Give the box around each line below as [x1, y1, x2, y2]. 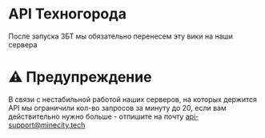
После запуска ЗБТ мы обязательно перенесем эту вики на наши [8, 31, 234, 41]
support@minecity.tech [8, 120, 86, 129]
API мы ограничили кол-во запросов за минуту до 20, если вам [8, 103, 227, 112]
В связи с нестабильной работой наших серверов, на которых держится [8, 94, 258, 104]
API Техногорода [8, 5, 126, 23]
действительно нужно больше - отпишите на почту [8, 112, 184, 121]
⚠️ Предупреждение [8, 68, 152, 87]
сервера [8, 39, 38, 49]
